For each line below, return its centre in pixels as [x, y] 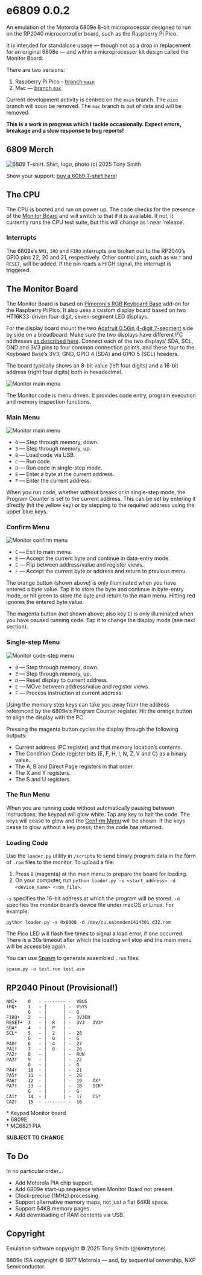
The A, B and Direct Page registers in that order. [74, 766]
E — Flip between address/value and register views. [79, 565]
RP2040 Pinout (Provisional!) [62, 987]
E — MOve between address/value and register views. [82, 686]
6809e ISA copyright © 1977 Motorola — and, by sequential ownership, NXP [101, 1260]
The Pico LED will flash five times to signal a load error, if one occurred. [95, 933]
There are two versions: [36, 69]
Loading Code [27, 842]
